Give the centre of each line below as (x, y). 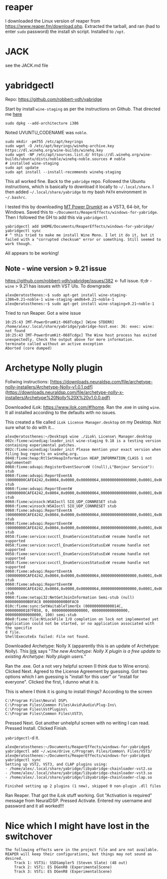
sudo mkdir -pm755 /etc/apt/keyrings (44, 141)
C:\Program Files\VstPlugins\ (37, 709)
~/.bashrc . (16, 197)
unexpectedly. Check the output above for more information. (70, 340)
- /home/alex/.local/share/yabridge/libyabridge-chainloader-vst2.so (79, 769)
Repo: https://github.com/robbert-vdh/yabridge (54, 99)
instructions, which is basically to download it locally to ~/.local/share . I (80, 186)
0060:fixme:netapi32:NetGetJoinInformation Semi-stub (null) (70, 597)
